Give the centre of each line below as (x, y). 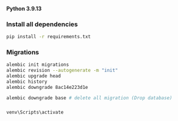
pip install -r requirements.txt (49, 36)
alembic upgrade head (34, 76)
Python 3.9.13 (24, 8)
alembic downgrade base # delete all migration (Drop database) (89, 98)
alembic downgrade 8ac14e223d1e (47, 87)
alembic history (27, 82)
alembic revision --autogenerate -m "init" (62, 70)
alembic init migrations (38, 65)
